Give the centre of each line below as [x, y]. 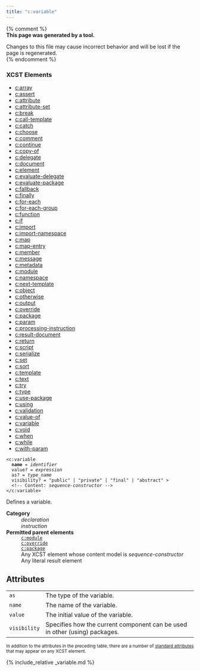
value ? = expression [37, 470]
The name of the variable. [81, 605]
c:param [25, 322]
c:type [23, 392]
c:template [28, 372]
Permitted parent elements [40, 532]
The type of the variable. [80, 595]
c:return [24, 341]
